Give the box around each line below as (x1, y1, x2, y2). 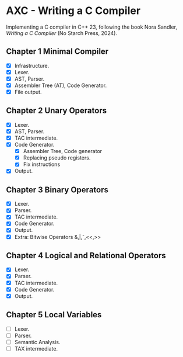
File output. (14, 89, 42, 95)
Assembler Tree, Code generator (23, 148, 103, 155)
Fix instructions (23, 161, 61, 168)
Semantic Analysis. (14, 338, 61, 345)
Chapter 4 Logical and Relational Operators (6, 250, 166, 261)
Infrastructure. (14, 62, 50, 69)
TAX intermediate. (14, 345, 58, 352)
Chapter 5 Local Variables (6, 310, 102, 320)
